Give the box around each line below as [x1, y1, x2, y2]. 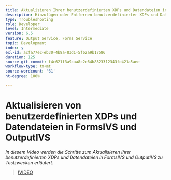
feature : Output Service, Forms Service [5, 36, 93, 41]
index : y [5, 45, 24, 50]
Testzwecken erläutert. [5, 159, 54, 165]
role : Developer [5, 21, 40, 27]
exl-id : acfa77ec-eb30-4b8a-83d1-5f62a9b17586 [5, 50, 106, 55]
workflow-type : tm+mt [5, 64, 51, 69]
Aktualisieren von [5, 100, 81, 112]
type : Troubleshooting [5, 17, 53, 22]
